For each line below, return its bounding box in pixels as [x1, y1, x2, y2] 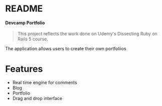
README [5, 3, 43, 14]
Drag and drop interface [12, 96, 63, 102]
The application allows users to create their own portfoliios [5, 46, 126, 52]
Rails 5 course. [17, 36, 49, 42]
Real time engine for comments [12, 80, 77, 86]
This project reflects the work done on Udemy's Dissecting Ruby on [17, 31, 158, 37]
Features [5, 63, 43, 75]
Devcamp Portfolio [5, 19, 45, 25]
